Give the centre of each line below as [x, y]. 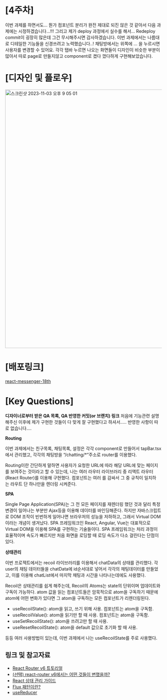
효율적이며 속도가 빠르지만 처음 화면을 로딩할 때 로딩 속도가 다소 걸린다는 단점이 [82, 535]
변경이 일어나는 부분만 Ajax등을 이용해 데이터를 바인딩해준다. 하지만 [71, 510]
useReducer [25, 692]
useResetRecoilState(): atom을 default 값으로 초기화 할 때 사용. [75, 627]
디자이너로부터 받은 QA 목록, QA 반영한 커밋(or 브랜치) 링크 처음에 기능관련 [78, 416]
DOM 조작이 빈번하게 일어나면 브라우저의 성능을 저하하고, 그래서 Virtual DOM [85, 516]
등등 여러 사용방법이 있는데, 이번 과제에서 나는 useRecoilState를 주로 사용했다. [81, 638]
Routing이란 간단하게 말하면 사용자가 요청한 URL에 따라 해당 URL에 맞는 [75, 465]
